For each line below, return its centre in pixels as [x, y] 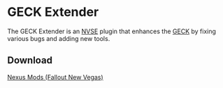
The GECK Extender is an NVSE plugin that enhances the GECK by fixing [112, 31]
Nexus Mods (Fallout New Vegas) [55, 77]
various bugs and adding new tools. [59, 38]
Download [30, 61]
